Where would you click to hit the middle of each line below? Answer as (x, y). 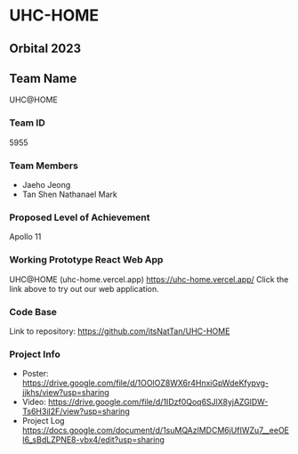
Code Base (33, 312)
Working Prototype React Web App (86, 260)
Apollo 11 (25, 237)
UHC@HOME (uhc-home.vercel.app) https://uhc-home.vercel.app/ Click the (149, 279)
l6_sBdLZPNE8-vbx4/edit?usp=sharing (93, 440)
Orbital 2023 (45, 49)
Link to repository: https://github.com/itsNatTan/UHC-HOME (120, 331)
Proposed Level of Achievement (80, 217)
